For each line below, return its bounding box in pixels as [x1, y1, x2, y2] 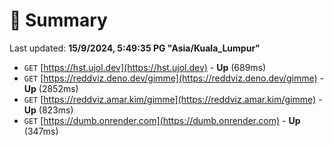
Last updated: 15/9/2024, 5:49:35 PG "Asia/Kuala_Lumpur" [9, 42, 261, 54]
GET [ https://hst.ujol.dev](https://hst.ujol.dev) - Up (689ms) [23, 61, 267, 73]
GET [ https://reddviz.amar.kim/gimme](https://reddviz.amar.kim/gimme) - [23, 93, 323, 105]
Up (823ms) [23, 104, 74, 116]
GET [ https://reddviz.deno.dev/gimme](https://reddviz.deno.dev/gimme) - [23, 72, 325, 84]
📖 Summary [9, 9, 108, 32]
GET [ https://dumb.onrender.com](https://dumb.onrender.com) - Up [23, 114, 301, 126]
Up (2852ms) [23, 82, 79, 94]
